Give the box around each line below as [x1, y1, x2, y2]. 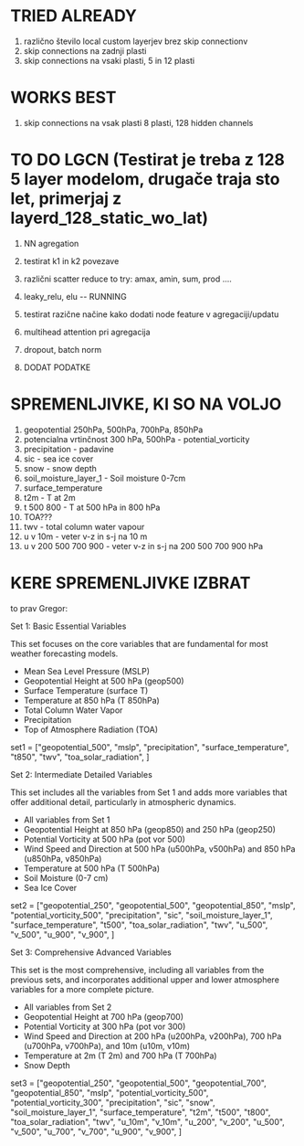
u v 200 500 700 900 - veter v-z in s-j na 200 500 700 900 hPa [23, 540, 264, 551]
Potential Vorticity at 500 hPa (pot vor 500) [23, 833, 186, 844]
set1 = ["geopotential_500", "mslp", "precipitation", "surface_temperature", [10, 741, 290, 752]
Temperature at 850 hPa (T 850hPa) [23, 695, 161, 706]
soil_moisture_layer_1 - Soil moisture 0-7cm [23, 472, 186, 483]
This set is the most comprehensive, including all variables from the [10, 964, 265, 975]
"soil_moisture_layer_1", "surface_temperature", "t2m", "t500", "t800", [10, 1107, 271, 1118]
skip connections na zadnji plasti [23, 45, 147, 56]
